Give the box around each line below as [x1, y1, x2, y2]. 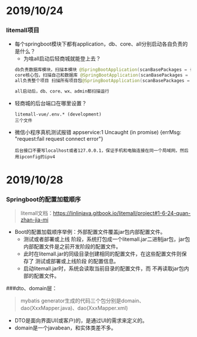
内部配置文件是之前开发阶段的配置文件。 [23, 243, 121, 250]
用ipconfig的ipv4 [14, 154, 56, 159]
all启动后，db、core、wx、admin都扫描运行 [14, 88, 110, 94]
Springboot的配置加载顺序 [6, 195, 81, 203]
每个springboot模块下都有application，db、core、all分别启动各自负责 [14, 40, 183, 47]
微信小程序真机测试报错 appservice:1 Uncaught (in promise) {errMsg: [14, 128, 182, 135]
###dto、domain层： [6, 285, 57, 292]
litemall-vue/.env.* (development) [14, 111, 102, 117]
